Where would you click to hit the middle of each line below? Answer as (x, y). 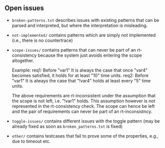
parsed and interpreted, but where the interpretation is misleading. (80, 25)
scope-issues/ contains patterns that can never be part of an (74, 50)
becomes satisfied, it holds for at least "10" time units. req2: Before (80, 75)
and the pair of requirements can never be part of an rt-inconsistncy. (82, 111)
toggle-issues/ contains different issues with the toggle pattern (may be (86, 121)
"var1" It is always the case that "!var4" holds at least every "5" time (81, 80)
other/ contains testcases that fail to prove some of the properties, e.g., (85, 136)
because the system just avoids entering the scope (90, 55)
